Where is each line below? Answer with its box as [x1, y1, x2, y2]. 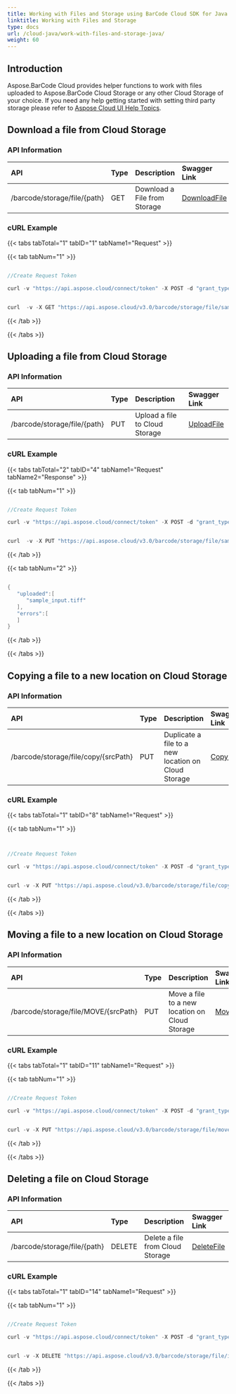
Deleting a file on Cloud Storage [7, 1173, 149, 1185]
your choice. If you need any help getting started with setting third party [7, 96, 216, 104]
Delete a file [143, 1233, 184, 1243]
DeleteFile [192, 1242, 225, 1252]
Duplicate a [164, 729, 202, 739]
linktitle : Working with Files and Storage [7, 17, 137, 24]
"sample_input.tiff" [25, 596, 86, 604]
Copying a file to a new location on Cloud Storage [7, 670, 228, 682]
